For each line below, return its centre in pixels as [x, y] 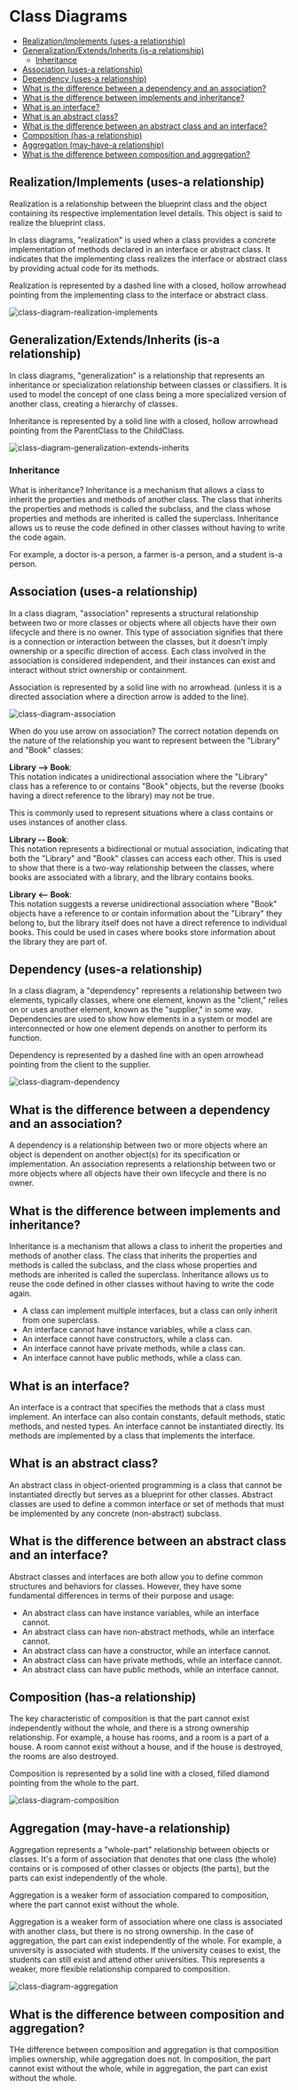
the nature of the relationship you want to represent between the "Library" [145, 741]
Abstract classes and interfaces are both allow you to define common [136, 1576]
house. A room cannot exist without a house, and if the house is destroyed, [146, 1747]
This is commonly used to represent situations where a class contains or [141, 813]
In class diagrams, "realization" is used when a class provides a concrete [143, 240]
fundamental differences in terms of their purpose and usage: [122, 1595]
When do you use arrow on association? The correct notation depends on [144, 731]
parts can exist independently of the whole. [89, 1878]
